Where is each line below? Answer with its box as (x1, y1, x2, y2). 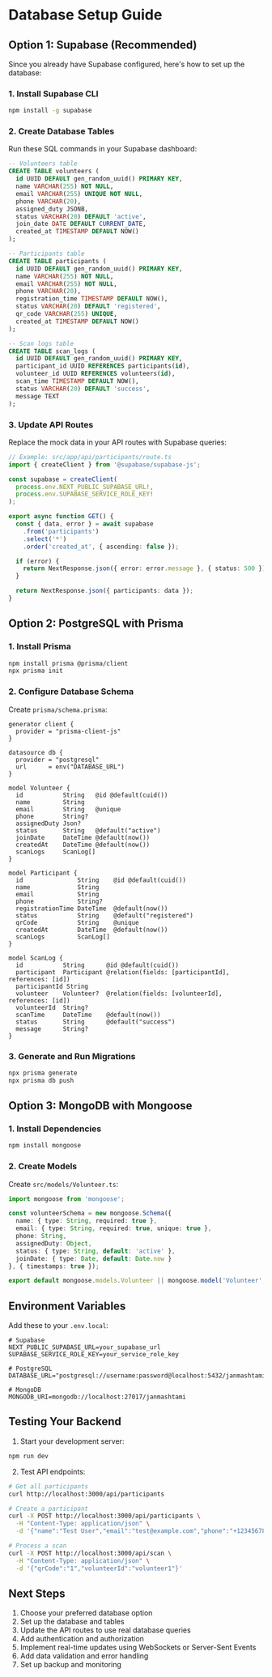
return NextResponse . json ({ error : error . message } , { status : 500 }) (23, 564, 266, 572)
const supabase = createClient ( (8, 475, 117, 483)
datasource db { (8, 748, 63, 756)
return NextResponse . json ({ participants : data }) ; (15, 587, 194, 595)
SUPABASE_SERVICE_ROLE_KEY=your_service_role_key (8, 1351, 180, 1359)
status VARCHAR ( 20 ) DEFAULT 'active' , (15, 212, 147, 220)
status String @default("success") (15, 1018, 176, 1026)
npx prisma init (8, 666, 63, 675)
